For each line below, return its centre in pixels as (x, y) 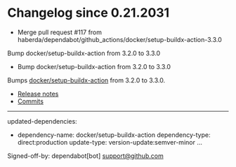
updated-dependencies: (42, 121)
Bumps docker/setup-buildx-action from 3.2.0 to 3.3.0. (86, 80)
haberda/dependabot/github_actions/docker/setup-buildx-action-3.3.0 (120, 39)
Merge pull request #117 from (60, 32)
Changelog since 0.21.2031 (88, 13)
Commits (31, 101)
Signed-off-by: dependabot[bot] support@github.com (85, 156)
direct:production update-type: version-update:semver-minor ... (110, 142)
